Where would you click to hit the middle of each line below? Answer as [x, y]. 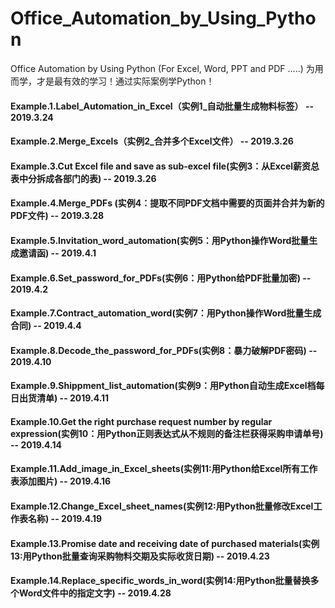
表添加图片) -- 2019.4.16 [61, 481]
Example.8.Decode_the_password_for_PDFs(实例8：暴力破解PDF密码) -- [164, 350]
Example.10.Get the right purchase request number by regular [141, 421]
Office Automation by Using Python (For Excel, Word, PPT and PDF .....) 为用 [167, 68]
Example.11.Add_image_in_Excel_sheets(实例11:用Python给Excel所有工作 [164, 469]
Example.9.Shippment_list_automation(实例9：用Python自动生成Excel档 [163, 386]
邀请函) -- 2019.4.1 [57, 253]
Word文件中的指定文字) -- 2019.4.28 [95, 593]
